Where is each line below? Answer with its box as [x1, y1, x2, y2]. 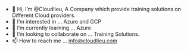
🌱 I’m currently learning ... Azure [11, 24, 91, 31]
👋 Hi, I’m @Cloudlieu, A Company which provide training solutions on [11, 6, 182, 12]
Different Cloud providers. [11, 12, 76, 19]
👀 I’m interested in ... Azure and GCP [11, 18, 101, 25]
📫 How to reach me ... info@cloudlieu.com [11, 37, 118, 44]
